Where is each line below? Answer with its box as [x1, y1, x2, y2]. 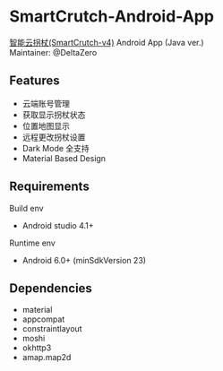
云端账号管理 [21, 98, 70, 108]
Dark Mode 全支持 [21, 142, 90, 153]
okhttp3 [21, 342, 52, 353]
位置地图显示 [21, 120, 70, 131]
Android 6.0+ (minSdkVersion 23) [21, 255, 146, 265]
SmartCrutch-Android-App [9, 6, 215, 27]
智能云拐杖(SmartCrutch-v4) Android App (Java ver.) [9, 37, 204, 47]
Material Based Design [21, 152, 106, 163]
